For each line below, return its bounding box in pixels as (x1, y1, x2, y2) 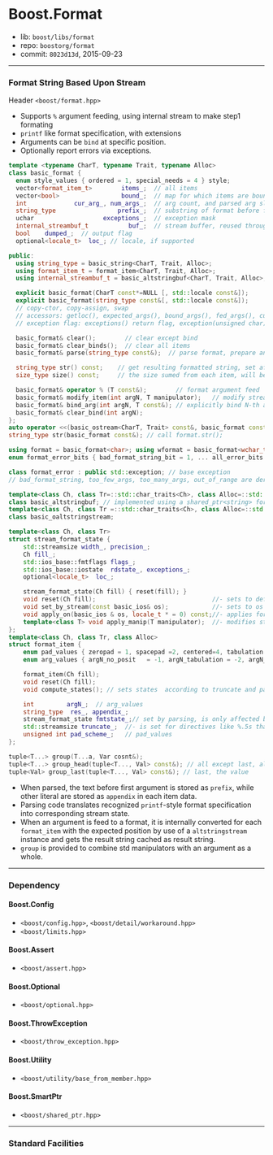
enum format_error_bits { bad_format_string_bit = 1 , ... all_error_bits (8, 454, 264, 462)
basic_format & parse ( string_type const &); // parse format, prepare (15, 349, 256, 358)
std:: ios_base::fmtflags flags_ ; (23, 558, 136, 566)
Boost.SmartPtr (8, 1092, 63, 1101)
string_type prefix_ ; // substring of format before (15, 206, 260, 215)
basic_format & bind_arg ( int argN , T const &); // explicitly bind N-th (15, 401, 260, 409)
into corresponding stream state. (19, 808, 130, 818)
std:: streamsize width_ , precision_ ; (23, 542, 151, 551)
